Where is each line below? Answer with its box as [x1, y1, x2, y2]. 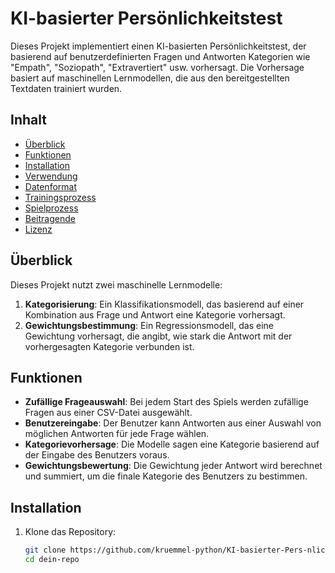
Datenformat [24, 180, 77, 192]
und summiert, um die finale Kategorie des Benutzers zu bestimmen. [24, 470, 308, 482]
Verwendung [24, 170, 78, 182]
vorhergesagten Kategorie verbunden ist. [24, 340, 195, 352]
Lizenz [24, 223, 53, 235]
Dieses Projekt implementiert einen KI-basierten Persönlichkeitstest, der [10, 40, 307, 52]
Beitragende [24, 212, 76, 224]
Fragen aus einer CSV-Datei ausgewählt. [24, 407, 193, 419]
